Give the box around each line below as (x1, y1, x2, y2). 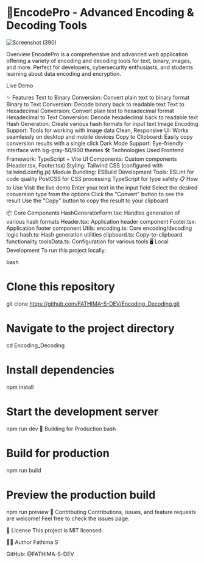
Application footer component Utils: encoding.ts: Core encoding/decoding (6, 224, 192, 232)
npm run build (6, 466, 41, 474)
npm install (6, 383, 34, 391)
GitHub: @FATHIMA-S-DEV (6, 550, 74, 557)
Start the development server (6, 405, 159, 418)
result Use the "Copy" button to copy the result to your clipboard (6, 197, 169, 204)
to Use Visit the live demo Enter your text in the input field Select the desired (6, 183, 198, 191)
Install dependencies (6, 363, 114, 377)
